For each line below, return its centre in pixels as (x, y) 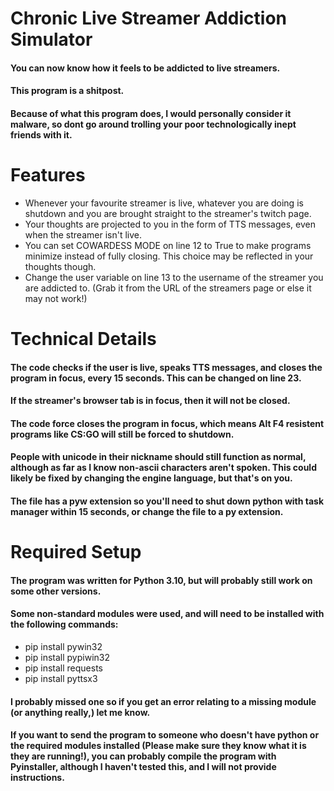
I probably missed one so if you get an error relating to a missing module (163, 701)
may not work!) (56, 298)
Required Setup (76, 552)
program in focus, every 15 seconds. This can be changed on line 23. (156, 378)
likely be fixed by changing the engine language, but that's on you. (151, 478)
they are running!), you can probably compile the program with (143, 756)
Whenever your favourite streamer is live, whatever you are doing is (164, 203)
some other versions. (56, 591)
